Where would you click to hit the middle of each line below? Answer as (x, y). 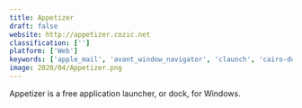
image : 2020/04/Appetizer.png (66, 68)
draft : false (34, 26)
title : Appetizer (42, 18)
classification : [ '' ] (50, 43)
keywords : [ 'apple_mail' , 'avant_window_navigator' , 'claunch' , (132, 59)
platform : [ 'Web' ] (44, 51)
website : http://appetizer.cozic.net (80, 34)
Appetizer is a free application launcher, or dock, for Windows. (125, 93)
